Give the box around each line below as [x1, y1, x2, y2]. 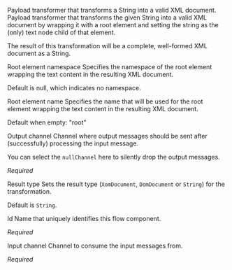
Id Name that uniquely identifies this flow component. [7, 215, 161, 222]
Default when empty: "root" [7, 118, 87, 127]
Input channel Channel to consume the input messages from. [7, 241, 183, 250]
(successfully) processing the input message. [7, 139, 138, 148]
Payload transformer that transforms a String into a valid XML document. [7, 6, 217, 14]
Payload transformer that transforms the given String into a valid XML [7, 13, 208, 22]
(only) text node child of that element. [7, 28, 116, 36]
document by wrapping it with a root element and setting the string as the [7, 21, 219, 29]
